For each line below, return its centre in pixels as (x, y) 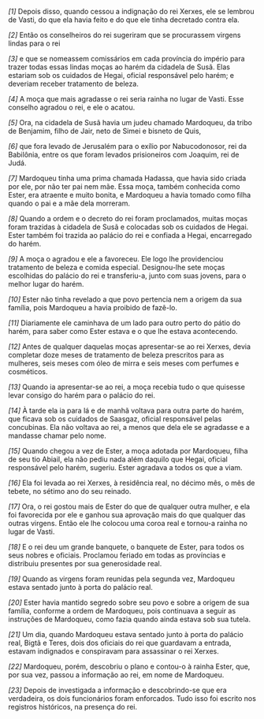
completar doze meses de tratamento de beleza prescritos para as (116, 355)
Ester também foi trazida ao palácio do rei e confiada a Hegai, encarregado (130, 235)
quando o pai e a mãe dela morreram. (69, 203)
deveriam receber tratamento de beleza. (74, 83)
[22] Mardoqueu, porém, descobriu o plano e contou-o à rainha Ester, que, (129, 666)
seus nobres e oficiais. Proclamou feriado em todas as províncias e (117, 555)
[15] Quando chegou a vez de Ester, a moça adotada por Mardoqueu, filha (128, 451)
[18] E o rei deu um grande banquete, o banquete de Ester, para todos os (126, 547)
